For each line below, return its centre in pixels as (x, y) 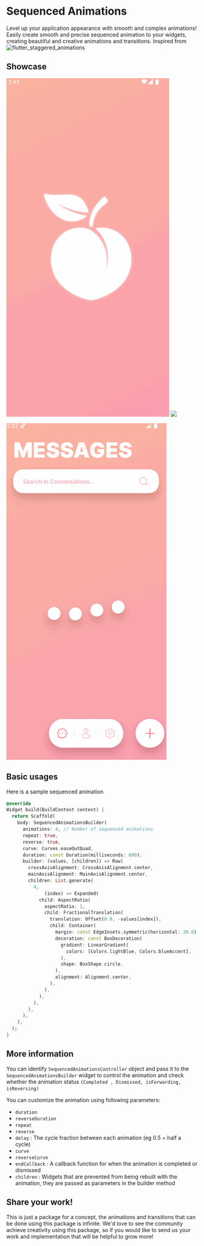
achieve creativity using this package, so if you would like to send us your (99, 1230)
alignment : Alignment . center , (93, 977)
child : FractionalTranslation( (84, 913)
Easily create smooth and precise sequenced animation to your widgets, (97, 34)
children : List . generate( (61, 881)
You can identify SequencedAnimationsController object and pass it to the (98, 1069)
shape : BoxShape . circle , (92, 964)
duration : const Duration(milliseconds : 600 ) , (82, 855)
